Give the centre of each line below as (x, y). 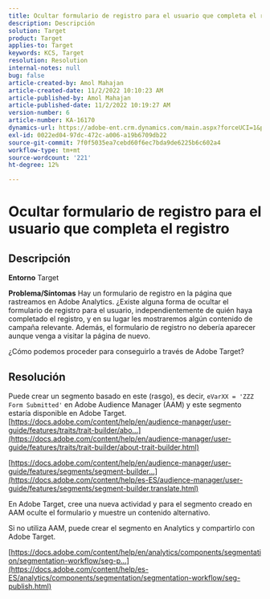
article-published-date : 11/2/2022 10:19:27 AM (90, 105)
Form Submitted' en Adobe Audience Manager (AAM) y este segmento (125, 404)
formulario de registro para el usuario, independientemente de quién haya (131, 311)
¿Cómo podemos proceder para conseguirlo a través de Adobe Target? (127, 352)
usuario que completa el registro (119, 229)
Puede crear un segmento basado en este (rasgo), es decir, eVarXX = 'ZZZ (131, 396)
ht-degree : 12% (34, 165)
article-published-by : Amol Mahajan (70, 98)
